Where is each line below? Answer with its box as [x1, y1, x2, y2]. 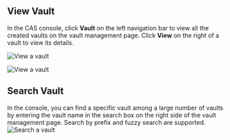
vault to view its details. [7, 38, 74, 47]
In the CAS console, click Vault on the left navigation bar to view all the [7, 23, 209, 32]
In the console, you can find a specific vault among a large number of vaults [7, 103, 224, 112]
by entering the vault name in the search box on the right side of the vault [7, 110, 216, 119]
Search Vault [7, 86, 64, 97]
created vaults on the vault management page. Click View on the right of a [7, 31, 220, 39]
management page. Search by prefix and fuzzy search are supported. [7, 118, 206, 126]
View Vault [7, 6, 55, 17]
